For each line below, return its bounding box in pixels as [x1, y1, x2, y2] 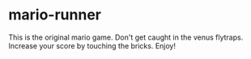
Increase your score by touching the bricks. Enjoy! [8, 40, 177, 50]
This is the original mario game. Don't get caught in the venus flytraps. [8, 32, 244, 42]
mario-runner [8, 6, 101, 24]
